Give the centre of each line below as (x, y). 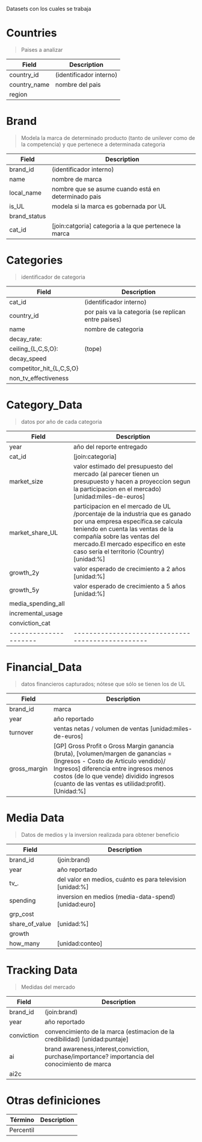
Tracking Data (42, 970)
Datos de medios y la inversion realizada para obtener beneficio (100, 834)
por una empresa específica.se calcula (128, 521)
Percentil (22, 1130)
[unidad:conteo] (80, 943)
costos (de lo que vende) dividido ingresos (114, 776)
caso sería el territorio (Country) (119, 551)
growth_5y (24, 590)
